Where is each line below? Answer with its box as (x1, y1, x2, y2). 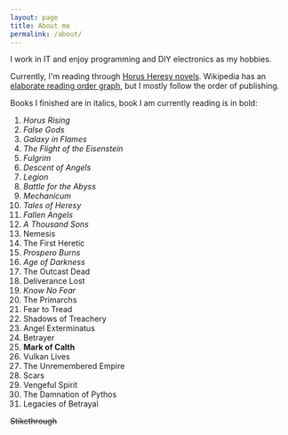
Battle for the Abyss (22, 181, 97, 192)
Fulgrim (22, 153, 52, 164)
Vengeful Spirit (22, 380, 78, 391)
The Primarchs (22, 294, 77, 305)
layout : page (10, 12, 59, 22)
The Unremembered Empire (22, 361, 125, 372)
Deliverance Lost (22, 276, 85, 286)
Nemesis (22, 229, 56, 239)
